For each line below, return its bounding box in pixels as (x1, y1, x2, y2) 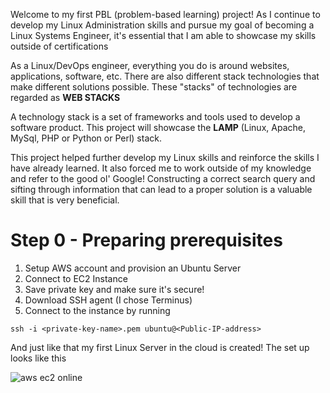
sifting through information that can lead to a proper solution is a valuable (10, 184, 313, 195)
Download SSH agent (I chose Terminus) (24, 294, 193, 306)
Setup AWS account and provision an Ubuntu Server (24, 262, 242, 274)
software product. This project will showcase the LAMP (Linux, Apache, (10, 122, 306, 133)
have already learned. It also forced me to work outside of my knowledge (10, 162, 312, 174)
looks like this (10, 352, 67, 364)
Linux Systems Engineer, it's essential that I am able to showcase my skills (10, 30, 317, 41)
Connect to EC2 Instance (24, 272, 128, 284)
